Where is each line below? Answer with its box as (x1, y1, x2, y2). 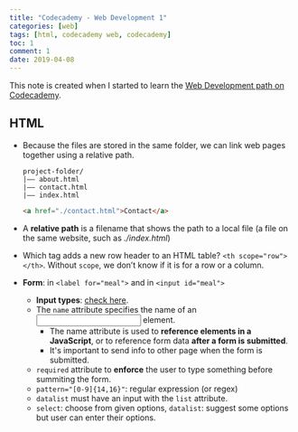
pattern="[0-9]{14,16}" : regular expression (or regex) (35, 383, 238, 394)
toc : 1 (9, 38, 34, 48)
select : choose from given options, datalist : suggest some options (35, 402, 289, 413)
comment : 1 (9, 47, 51, 56)
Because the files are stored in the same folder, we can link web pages (22, 139, 286, 150)
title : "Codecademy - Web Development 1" (9, 13, 168, 23)
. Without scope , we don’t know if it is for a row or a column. (42, 259, 265, 270)
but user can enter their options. (35, 412, 156, 423)
